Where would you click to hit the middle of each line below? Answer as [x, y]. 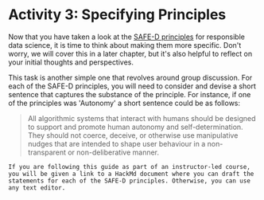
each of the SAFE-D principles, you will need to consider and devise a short [132, 86]
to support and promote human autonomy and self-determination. [136, 127]
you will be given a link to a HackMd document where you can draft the [131, 174]
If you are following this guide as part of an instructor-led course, [129, 167]
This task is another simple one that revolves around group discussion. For [130, 77]
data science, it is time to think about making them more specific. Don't [125, 45]
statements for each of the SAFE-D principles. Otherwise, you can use [129, 181]
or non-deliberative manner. [113, 152]
